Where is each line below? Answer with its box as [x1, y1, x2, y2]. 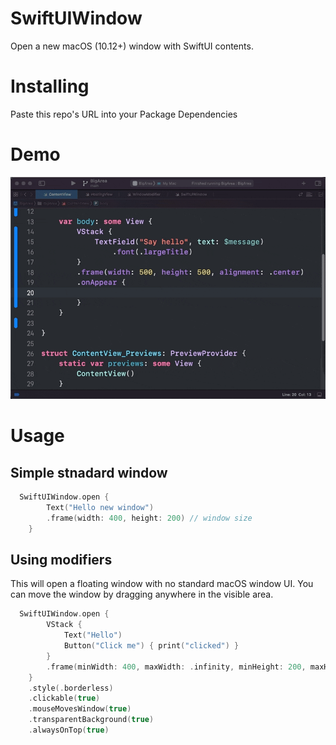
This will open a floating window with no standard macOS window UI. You [10, 578, 314, 590]
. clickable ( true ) [28, 693, 101, 704]
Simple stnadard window [10, 464, 168, 481]
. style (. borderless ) [28, 683, 114, 693]
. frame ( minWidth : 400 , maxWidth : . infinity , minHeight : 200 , [46, 662, 307, 672]
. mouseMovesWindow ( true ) [28, 704, 132, 714]
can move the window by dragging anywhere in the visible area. [10, 588, 274, 601]
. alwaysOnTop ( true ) [28, 725, 110, 736]
